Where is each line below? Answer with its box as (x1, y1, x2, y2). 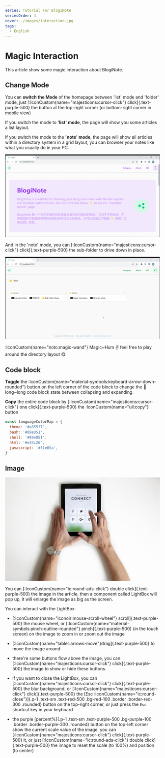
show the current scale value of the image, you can (12, 726, 116, 733)
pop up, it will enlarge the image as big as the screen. (5, 596, 113, 602)
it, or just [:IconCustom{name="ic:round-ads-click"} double (23, 737, 144, 743)
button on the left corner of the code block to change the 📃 (27, 384, 146, 390)
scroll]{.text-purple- (118, 615, 159, 621)
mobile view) (5, 110, 31, 116)
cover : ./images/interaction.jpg (5, 18, 74, 23)
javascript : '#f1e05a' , (9, 445, 58, 450)
